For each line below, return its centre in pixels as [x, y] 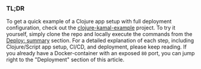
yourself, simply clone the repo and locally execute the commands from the [99, 34]
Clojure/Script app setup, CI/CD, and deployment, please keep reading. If [97, 47]
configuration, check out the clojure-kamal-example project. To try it [91, 28]
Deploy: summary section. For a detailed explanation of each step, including [100, 41]
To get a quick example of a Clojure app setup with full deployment [89, 22]
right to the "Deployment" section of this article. [65, 60]
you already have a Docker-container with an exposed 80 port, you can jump [100, 53]
